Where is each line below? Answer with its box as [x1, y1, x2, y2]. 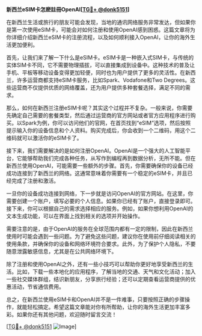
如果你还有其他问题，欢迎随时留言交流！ [16, 311, 117, 318]
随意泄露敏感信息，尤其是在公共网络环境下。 [6, 248, 117, 255]
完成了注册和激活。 [11, 177, 59, 184]
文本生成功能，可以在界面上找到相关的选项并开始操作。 [6, 213, 143, 219]
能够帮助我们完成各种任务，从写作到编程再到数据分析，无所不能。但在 [22, 154, 196, 162]
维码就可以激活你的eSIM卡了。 [6, 135, 82, 141]
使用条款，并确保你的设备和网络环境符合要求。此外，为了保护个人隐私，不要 [6, 240, 196, 247]
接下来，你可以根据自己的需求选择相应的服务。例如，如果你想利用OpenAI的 [6, 205, 194, 212]
